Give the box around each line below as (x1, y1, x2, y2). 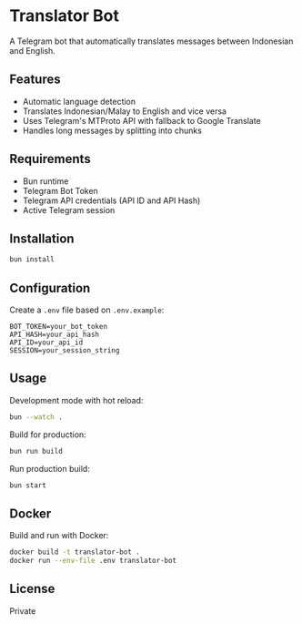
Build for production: (9, 429, 86, 440)
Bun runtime (22, 175, 69, 187)
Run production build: (9, 463, 91, 474)
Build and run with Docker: (9, 530, 109, 541)
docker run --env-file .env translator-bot (9, 557, 177, 566)
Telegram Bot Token (22, 185, 98, 196)
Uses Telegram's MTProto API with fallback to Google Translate (22, 115, 261, 126)
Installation (9, 230, 75, 246)
